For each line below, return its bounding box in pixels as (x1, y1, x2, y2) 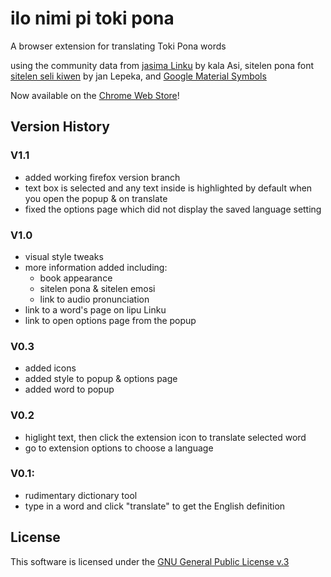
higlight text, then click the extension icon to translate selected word (24, 431, 307, 443)
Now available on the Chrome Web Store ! (10, 89, 180, 101)
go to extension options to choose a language (24, 442, 214, 454)
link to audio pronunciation (39, 293, 150, 305)
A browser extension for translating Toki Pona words (10, 40, 227, 52)
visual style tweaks (24, 250, 104, 262)
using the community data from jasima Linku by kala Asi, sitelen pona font (10, 59, 315, 71)
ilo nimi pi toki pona (10, 7, 175, 30)
